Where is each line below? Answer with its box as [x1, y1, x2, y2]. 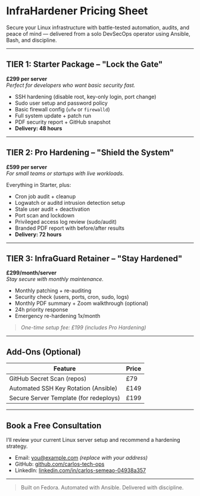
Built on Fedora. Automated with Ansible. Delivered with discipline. [20, 484, 184, 491]
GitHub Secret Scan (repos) [9, 375, 87, 383]
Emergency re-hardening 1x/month [14, 313, 101, 320]
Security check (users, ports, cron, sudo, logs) [14, 294, 129, 301]
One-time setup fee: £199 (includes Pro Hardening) [20, 324, 146, 331]
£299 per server [6, 75, 48, 82]
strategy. [6, 442, 28, 450]
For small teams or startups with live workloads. [6, 170, 124, 177]
